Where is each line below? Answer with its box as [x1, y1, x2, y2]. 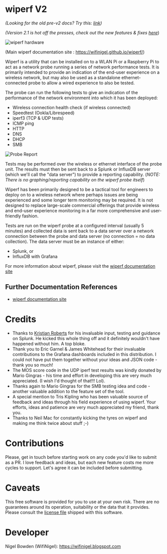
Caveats [5, 482, 40, 493]
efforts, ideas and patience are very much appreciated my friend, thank [12, 404, 160, 410]
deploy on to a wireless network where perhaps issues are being [5, 191, 138, 197]
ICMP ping [12, 120, 34, 126]
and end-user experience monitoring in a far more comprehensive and [5, 207, 150, 213]
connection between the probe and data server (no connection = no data [5, 233, 156, 239]
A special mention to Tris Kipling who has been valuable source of [12, 393, 149, 399]
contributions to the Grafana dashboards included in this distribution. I [12, 351, 157, 357]
